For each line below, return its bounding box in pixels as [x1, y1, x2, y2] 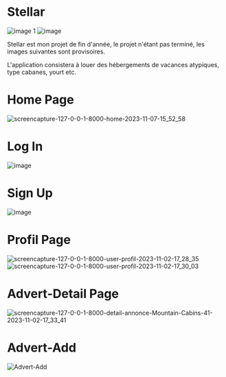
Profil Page [7, 232, 71, 247]
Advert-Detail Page [7, 286, 119, 302]
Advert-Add [7, 340, 77, 355]
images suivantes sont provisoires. [7, 47, 105, 56]
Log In [7, 138, 43, 154]
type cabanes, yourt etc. [7, 68, 77, 76]
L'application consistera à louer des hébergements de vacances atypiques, [7, 60, 220, 69]
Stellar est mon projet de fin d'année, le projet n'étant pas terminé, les [7, 40, 205, 48]
